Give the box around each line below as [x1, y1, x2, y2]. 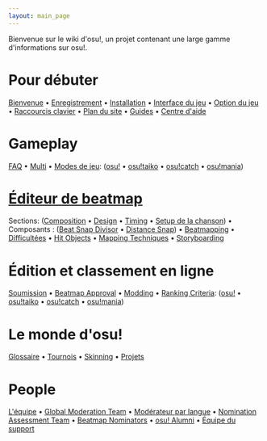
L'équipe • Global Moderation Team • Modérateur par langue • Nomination [8, 407, 257, 417]
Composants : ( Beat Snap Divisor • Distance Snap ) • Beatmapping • [8, 225, 236, 234]
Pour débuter [8, 70, 99, 89]
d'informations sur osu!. [8, 42, 88, 52]
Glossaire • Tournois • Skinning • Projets [8, 352, 144, 362]
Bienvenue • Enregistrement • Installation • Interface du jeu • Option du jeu [8, 98, 259, 107]
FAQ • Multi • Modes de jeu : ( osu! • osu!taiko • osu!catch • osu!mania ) [8, 161, 244, 170]
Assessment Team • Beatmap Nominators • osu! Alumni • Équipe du [8, 415, 236, 425]
